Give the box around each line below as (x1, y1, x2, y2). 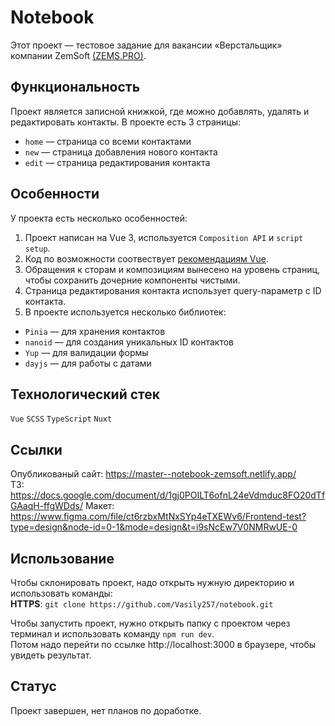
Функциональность (10, 79, 141, 96)
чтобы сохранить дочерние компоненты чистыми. (24, 274, 241, 286)
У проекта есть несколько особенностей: (10, 212, 188, 224)
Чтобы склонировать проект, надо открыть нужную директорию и (10, 577, 295, 588)
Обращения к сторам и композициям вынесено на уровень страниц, (24, 263, 321, 275)
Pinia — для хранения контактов (24, 325, 166, 337)
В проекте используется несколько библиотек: (24, 306, 227, 318)
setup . (24, 242, 51, 254)
